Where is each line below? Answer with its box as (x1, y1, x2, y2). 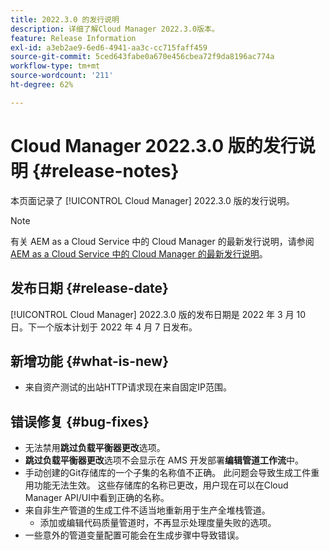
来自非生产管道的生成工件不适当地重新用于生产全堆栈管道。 (24, 504, 271, 516)
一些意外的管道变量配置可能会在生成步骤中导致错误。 (24, 529, 245, 541)
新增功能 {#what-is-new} (10, 352, 169, 370)
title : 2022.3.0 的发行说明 (10, 14, 120, 25)
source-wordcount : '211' (10, 71, 114, 81)
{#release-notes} (31, 159, 180, 182)
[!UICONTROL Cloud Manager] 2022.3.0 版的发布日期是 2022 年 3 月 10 (10, 308, 307, 320)
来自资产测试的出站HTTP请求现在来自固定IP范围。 (24, 381, 232, 393)
